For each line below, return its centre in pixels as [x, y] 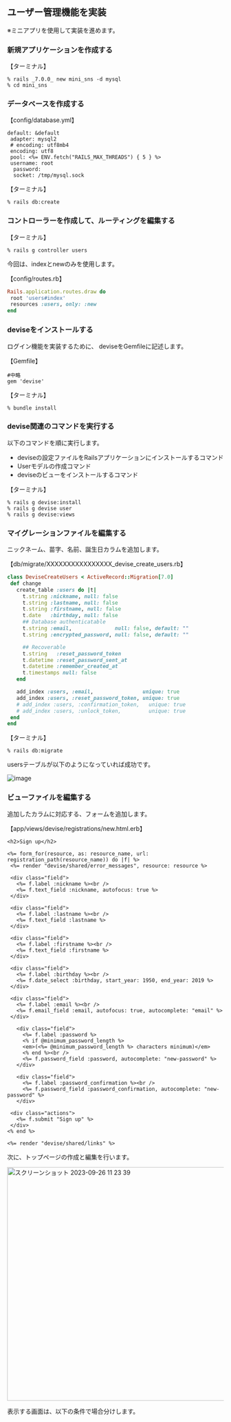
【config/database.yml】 [42, 120]
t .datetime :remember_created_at [70, 667]
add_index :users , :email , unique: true [98, 692]
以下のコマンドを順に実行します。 [55, 443]
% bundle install [32, 408]
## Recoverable [44, 647]
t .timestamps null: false [59, 673]
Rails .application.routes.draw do [57, 292]
